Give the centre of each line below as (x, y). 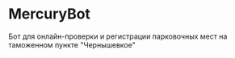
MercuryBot (50, 14)
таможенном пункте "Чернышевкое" (72, 44)
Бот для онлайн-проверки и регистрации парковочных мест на (118, 36)
